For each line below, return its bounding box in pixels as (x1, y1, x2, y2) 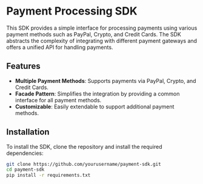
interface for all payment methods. (15, 96, 102, 103)
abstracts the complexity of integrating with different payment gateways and (6, 37, 198, 44)
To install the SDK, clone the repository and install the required (6, 143, 162, 150)
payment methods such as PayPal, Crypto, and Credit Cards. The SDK (6, 30, 182, 38)
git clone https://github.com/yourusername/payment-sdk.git (6, 161, 162, 167)
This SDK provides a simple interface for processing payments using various (6, 24, 198, 31)
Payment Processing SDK (6, 4, 138, 18)
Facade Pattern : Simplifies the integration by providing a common (15, 90, 180, 97)
